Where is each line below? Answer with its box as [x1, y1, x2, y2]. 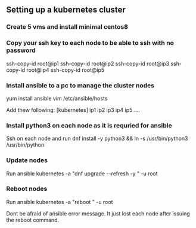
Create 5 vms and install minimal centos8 [6, 23, 128, 31]
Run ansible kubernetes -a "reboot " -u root [6, 198, 113, 205]
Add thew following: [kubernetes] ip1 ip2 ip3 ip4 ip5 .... [6, 106, 140, 113]
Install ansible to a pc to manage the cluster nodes [6, 81, 155, 89]
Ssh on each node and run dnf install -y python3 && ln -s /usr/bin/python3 [6, 135, 188, 142]
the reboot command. [6, 216, 60, 223]
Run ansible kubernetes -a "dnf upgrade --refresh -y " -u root [6, 170, 158, 177]
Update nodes [6, 156, 48, 165]
